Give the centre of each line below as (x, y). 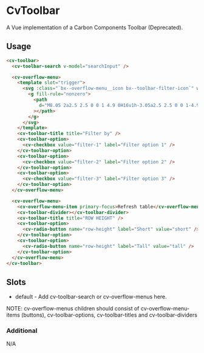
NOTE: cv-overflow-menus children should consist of (73, 309)
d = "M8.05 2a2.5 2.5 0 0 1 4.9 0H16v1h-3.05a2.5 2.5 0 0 (111, 105)
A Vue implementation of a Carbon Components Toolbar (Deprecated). (95, 27)
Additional (22, 331)
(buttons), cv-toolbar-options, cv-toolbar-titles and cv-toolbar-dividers (109, 315)
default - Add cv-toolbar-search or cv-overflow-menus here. (91, 297)
